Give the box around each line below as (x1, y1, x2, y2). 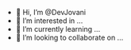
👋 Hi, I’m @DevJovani (15, 8, 86, 17)
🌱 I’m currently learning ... (15, 25, 101, 33)
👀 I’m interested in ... (15, 16, 83, 25)
